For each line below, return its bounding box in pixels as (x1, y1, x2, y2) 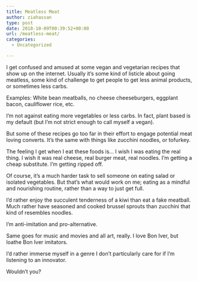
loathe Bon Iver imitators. (6, 238, 68, 245)
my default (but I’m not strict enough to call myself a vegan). (6, 118, 154, 125)
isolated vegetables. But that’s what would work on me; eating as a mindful (6, 178, 190, 186)
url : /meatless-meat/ (6, 31, 60, 37)
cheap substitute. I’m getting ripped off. (6, 160, 103, 168)
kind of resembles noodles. (6, 209, 73, 216)
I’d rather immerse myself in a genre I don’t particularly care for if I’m (6, 250, 175, 257)
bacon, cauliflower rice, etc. (6, 100, 75, 107)
